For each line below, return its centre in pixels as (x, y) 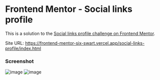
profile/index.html (23, 48)
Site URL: (15, 43)
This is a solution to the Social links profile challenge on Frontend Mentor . (80, 33)
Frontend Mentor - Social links (69, 9)
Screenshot (19, 61)
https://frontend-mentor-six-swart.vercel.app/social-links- (85, 43)
